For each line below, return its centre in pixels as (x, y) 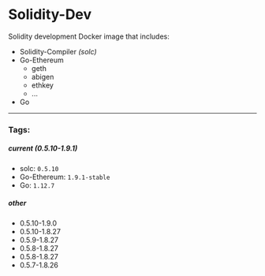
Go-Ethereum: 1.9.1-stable (65, 177)
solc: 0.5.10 (39, 168)
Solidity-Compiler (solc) (58, 51)
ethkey (42, 85)
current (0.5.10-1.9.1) (43, 148)
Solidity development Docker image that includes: (89, 36)
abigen (43, 76)
